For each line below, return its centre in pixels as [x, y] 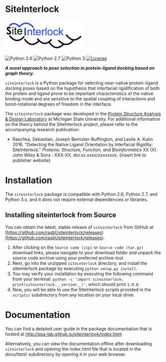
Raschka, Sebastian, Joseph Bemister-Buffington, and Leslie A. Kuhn [83, 139]
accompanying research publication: [43, 129]
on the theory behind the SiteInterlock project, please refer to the [71, 124]
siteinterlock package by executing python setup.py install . [75, 268]
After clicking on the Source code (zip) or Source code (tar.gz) [78, 247]
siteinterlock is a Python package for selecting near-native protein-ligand [82, 83]
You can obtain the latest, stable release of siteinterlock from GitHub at [79, 227]
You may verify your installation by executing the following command [83, 273]
